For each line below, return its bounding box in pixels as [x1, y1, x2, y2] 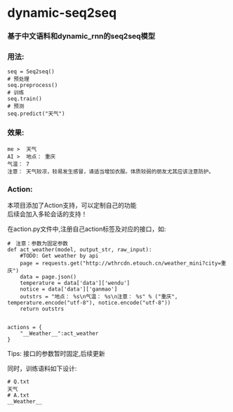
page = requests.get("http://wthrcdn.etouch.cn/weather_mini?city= [20, 260, 221, 267]
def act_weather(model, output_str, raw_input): [7, 246, 152, 253]
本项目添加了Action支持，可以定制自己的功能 [7, 201, 137, 209]
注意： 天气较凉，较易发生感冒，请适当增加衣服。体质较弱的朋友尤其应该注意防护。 [7, 168, 214, 175]
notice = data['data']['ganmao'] [20, 286, 118, 293]
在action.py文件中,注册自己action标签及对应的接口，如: [7, 225, 166, 233]
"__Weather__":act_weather [20, 330, 99, 337]
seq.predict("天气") [7, 110, 65, 117]
